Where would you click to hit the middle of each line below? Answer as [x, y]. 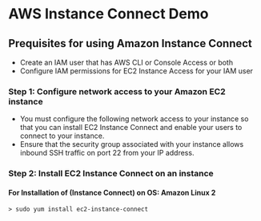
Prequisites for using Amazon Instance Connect [130, 43]
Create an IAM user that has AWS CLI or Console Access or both [126, 62]
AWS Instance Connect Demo [108, 14]
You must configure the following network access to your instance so [134, 119]
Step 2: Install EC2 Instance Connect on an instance [111, 174]
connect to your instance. [62, 136]
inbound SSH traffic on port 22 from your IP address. [107, 153]
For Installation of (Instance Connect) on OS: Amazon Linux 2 [112, 192]
